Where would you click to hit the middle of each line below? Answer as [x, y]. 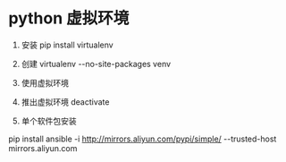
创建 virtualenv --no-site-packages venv [96, 64]
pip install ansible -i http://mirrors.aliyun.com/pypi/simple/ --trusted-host [143, 139]
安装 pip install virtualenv [67, 45]
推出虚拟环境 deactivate [65, 102]
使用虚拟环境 [45, 82]
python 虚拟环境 [69, 18]
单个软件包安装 [49, 121]
